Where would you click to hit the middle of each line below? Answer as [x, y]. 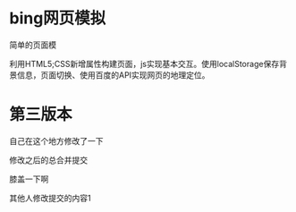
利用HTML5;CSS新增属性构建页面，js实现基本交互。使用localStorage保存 [144, 64]
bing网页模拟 [58, 18]
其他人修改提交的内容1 [50, 198]
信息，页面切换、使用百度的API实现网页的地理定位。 [113, 75]
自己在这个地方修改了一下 [56, 140]
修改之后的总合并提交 [48, 160]
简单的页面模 [33, 45]
